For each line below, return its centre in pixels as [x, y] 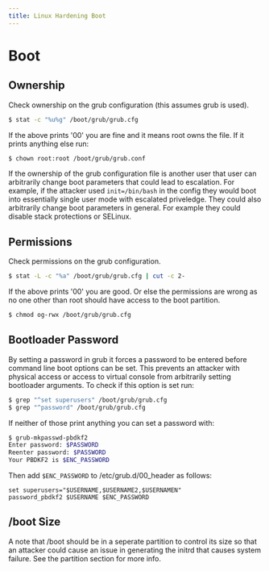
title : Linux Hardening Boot [57, 16]
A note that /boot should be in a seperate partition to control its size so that [133, 541]
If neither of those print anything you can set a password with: [112, 423]
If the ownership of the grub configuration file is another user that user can [132, 173]
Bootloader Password [64, 340]
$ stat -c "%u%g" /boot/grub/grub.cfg [73, 119]
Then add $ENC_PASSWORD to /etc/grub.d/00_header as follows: [110, 475]
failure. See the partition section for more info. [85, 558]
